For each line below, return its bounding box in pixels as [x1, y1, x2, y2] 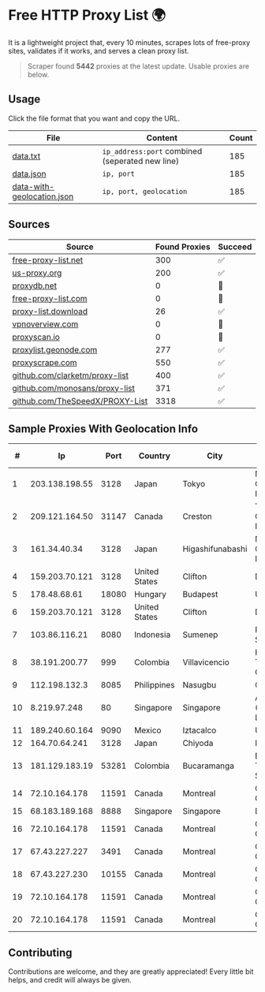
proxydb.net [12, 280, 58, 291]
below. [27, 69, 50, 79]
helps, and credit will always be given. [8, 975, 132, 985]
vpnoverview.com [12, 319, 79, 330]
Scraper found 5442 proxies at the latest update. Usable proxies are [27, 61, 250, 71]
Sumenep [182, 629, 218, 640]
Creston [182, 511, 212, 522]
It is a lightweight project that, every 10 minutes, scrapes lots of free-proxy [8, 37, 251, 47]
